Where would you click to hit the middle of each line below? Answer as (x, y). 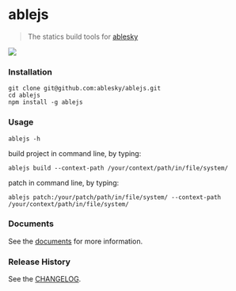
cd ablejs (25, 96)
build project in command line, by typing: (75, 153)
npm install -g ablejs (46, 102)
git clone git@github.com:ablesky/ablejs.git (84, 89)
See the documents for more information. (76, 241)
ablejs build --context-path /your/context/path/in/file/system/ (118, 168)
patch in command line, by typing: (64, 182)
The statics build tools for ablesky (83, 36)
